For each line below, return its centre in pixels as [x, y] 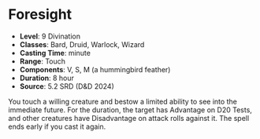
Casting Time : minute [55, 53]
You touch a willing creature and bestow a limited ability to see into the [123, 101]
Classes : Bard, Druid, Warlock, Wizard [82, 44]
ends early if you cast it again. [57, 126]
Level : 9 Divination [50, 36]
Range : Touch [42, 61]
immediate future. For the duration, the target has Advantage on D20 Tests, [130, 110]
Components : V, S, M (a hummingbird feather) [95, 69]
